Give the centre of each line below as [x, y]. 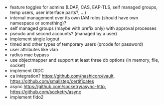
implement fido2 [27, 97]
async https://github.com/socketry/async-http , [58, 86]
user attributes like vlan [34, 50]
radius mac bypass [29, 55]
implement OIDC [27, 71]
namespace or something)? [38, 23]
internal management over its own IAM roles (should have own [74, 18]
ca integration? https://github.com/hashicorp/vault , [62, 76]
